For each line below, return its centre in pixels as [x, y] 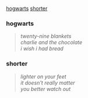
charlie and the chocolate [51, 43]
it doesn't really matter [47, 83]
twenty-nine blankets [46, 36]
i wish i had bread [42, 48]
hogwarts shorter [27, 8]
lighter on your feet [43, 76]
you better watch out [45, 89]
